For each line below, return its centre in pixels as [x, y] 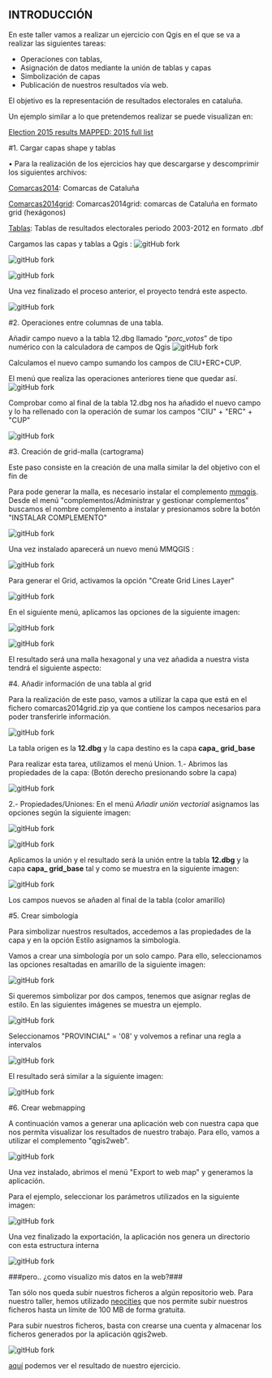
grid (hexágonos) [37, 212]
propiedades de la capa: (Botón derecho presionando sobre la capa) [123, 772]
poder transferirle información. [60, 717]
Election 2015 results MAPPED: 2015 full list [81, 132]
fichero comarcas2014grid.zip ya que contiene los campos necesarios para [135, 708]
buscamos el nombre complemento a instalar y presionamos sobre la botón [135, 509]
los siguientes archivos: [48, 172]
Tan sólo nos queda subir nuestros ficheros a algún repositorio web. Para [131, 1292]
